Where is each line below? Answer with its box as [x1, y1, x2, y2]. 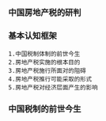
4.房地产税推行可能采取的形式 [8, 75, 93, 84]
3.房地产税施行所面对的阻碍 [8, 67, 87, 75]
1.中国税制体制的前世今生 [8, 50, 81, 59]
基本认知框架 [8, 30, 58, 41]
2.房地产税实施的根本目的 [8, 59, 81, 66]
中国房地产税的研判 [8, 6, 81, 17]
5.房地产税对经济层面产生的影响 [8, 84, 98, 92]
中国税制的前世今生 [8, 104, 81, 115]
